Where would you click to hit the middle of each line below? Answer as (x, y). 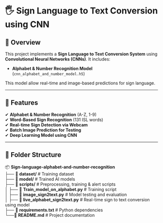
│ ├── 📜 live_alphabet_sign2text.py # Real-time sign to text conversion (77, 199)
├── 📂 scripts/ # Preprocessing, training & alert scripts (60, 184)
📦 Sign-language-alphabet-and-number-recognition (60, 167)
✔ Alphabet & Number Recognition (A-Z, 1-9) (51, 114)
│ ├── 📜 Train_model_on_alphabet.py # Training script (61, 189)
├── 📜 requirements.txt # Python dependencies (54, 210)
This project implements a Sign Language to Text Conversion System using (81, 54)
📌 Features (22, 103)
